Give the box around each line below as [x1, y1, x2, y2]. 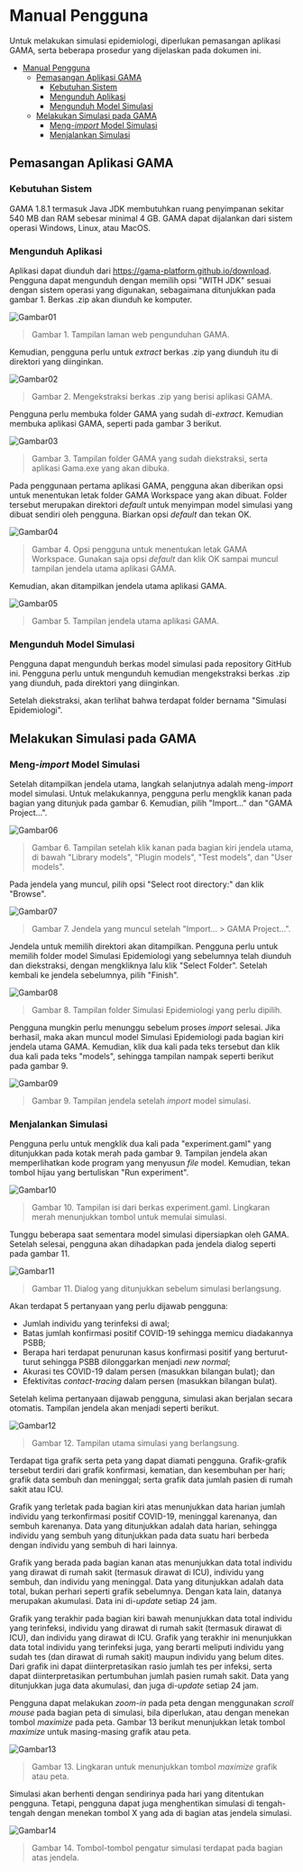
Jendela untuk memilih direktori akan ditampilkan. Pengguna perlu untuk [9, 940, 279, 952]
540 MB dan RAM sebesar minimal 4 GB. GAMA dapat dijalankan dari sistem [9, 213, 293, 224]
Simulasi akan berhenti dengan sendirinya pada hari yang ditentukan [9, 1788, 264, 1800]
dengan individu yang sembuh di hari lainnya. [9, 1540, 179, 1551]
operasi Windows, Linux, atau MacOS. [9, 222, 151, 233]
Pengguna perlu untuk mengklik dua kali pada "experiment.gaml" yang [9, 1139, 272, 1149]
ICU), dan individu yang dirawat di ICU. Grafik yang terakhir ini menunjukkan [9, 1632, 292, 1643]
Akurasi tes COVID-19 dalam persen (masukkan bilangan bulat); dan [22, 1366, 275, 1377]
